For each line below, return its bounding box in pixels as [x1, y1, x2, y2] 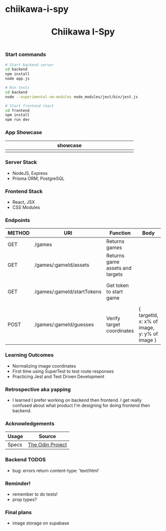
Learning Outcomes [5, 352, 54, 359]
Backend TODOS [5, 456, 46, 463]
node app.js [5, 76, 30, 81]
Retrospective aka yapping [5, 386, 71, 393]
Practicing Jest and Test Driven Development [12, 374, 105, 379]
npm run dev [5, 117, 30, 122]
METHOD [7, 229, 30, 236]
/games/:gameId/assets [34, 262, 90, 269]
